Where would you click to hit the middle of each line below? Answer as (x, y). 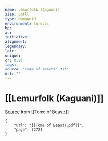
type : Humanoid (21, 19)
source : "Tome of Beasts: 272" (37, 70)
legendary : (16, 46)
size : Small (17, 14)
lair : (11, 51)
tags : (11, 65)
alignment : (16, 42)
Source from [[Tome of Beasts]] (37, 112)
